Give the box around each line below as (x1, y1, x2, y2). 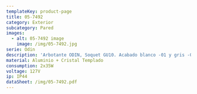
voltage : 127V (6, 68, 41, 74)
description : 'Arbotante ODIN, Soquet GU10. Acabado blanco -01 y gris (6, 52, 185, 58)
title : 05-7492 (6, 14, 43, 20)
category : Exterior (6, 19, 54, 25)
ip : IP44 (6, 74, 28, 79)
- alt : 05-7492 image (11, 36, 64, 41)
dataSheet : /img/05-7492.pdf (6, 79, 77, 85)
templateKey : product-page (6, 8, 72, 15)
